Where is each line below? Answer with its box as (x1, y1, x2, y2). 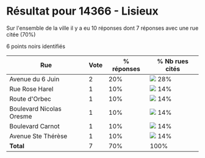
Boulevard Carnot (9, 122, 60, 130)
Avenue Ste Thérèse (9, 132, 68, 140)
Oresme (9, 112, 32, 120)
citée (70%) (6, 30, 36, 38)
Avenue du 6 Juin (9, 75, 60, 83)
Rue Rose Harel (9, 84, 54, 93)
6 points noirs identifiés (6, 43, 66, 50)
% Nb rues (157, 57, 189, 65)
